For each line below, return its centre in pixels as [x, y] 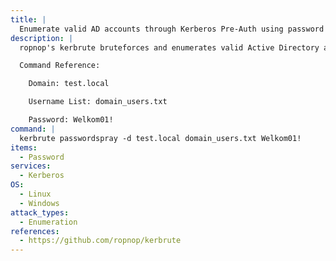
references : [35, 231]
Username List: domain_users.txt [98, 102]
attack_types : [40, 212]
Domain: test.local [69, 84]
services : [31, 166]
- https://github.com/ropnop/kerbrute [100, 241]
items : [24, 147]
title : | [28, 19]
